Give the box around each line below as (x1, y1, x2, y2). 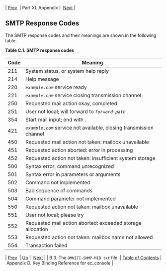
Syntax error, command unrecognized (25, 162, 114, 169)
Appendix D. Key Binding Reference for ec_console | (6, 260, 113, 266)
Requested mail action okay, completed (25, 100, 118, 107)
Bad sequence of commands (25, 187, 93, 194)
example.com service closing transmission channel (25, 92, 142, 99)
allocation (25, 226, 49, 233)
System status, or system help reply (25, 67, 109, 74)
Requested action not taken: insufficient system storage (25, 154, 156, 161)
